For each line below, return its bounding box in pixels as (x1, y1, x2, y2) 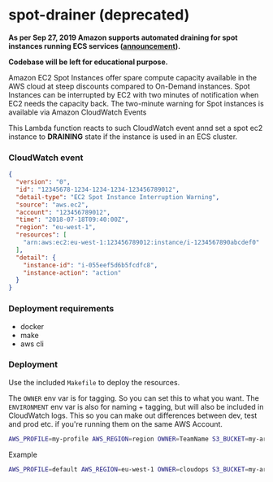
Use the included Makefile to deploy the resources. (8, 377, 180, 387)
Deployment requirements (8, 303, 115, 315)
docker (19, 321, 45, 331)
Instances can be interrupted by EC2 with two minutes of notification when (8, 89, 259, 99)
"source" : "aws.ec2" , (15, 201, 89, 209)
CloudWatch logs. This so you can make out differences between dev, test (8, 410, 258, 420)
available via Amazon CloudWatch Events (8, 107, 147, 117)
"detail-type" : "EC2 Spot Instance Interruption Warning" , (15, 193, 220, 201)
